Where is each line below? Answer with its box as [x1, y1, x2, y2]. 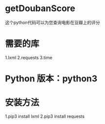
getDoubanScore [5, 3, 75, 14]
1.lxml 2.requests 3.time [5, 54, 52, 61]
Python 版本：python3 [5, 73, 98, 84]
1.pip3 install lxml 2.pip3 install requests [5, 113, 85, 119]
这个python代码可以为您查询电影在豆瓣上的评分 [5, 19, 100, 25]
